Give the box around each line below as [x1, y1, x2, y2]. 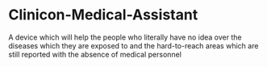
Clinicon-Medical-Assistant [8, 6, 198, 24]
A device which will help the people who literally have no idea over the [8, 32, 242, 42]
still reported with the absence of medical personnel [8, 49, 181, 59]
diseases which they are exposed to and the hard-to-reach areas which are [8, 40, 259, 50]
